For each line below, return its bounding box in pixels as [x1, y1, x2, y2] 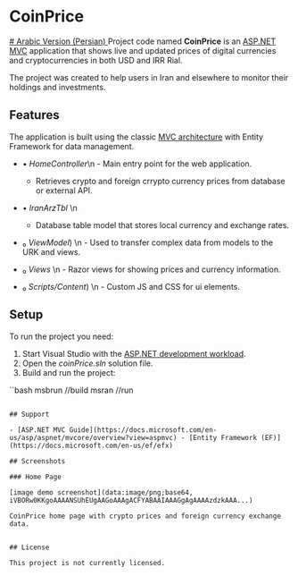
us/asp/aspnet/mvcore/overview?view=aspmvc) [9, 433, 178, 442]
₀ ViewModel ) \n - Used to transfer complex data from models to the [21, 237, 274, 248]
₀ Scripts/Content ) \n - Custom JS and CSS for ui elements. [21, 281, 241, 292]
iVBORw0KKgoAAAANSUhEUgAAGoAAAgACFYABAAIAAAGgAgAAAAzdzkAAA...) [9, 496, 253, 504]
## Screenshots [9, 456, 66, 466]
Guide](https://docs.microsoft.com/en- [69, 425, 218, 435]
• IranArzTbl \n [21, 202, 78, 213]
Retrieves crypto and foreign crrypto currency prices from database [35, 175, 286, 186]
